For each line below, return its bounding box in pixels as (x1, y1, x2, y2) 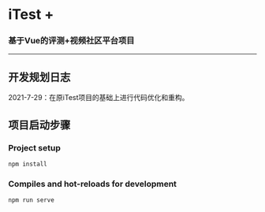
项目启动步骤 (8, 118, 71, 132)
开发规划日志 (8, 70, 71, 84)
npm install (8, 160, 47, 168)
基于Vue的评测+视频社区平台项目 (8, 35, 135, 46)
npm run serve (8, 196, 55, 204)
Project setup (8, 142, 61, 153)
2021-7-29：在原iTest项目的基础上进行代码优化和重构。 (8, 93, 189, 102)
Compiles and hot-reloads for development (8, 178, 177, 189)
